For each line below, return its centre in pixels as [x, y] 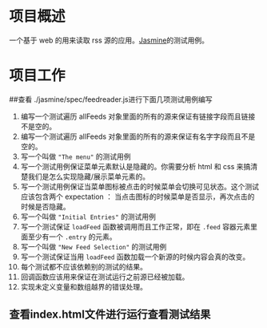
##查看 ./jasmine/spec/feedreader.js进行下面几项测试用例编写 [111, 99]
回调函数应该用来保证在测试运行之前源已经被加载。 [105, 277]
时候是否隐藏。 [45, 206]
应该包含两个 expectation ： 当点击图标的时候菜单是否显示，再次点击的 [137, 196]
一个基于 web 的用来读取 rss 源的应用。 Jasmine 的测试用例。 [109, 40]
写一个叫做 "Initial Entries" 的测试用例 [88, 217]
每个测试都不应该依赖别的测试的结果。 [84, 266]
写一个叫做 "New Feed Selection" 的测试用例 [94, 246]
